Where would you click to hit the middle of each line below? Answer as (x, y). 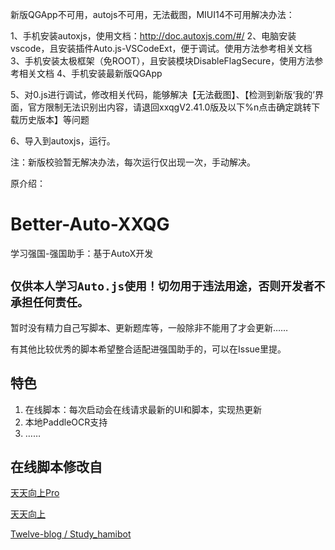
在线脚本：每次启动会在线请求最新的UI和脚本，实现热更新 (143, 409)
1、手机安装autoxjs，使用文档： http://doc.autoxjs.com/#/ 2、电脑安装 (153, 36)
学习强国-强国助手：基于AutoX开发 (82, 253)
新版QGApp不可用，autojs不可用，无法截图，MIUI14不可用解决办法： (152, 14)
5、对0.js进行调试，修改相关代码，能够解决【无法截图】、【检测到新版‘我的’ (162, 94)
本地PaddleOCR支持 (66, 422)
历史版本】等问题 (54, 119)
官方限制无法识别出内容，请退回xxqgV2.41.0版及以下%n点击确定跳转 (169, 107)
